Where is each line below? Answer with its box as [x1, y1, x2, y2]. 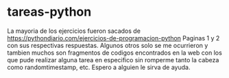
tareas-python [7, 4, 92, 20]
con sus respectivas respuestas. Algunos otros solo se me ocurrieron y [7, 41, 208, 49]
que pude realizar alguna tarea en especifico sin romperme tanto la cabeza [7, 55, 219, 64]
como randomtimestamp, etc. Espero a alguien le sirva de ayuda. [7, 63, 191, 71]
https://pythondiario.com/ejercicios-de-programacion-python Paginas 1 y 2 [7, 34, 220, 42]
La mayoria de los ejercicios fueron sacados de [7, 27, 141, 35]
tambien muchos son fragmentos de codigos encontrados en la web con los [7, 49, 223, 57]
